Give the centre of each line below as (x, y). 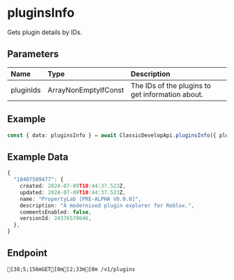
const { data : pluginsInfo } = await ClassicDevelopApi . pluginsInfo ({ (112, 135)
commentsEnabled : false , (56, 212)
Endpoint (27, 253)
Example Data (38, 157)
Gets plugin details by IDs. (45, 32)
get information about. (167, 94)
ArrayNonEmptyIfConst (86, 90)
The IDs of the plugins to (171, 85)
